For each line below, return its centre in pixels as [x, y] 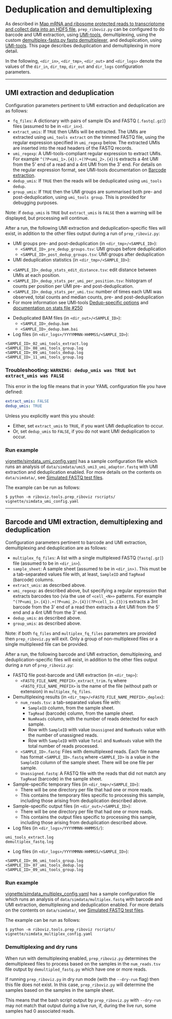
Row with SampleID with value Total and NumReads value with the [95, 740]
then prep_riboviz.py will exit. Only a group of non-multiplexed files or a [82, 639]
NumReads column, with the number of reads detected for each [93, 718]
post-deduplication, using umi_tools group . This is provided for [79, 197]
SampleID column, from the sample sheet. [71, 708]
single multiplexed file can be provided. [47, 644]
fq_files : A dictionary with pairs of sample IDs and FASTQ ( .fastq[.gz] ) [89, 121]
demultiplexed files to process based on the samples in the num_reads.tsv [83, 964]
